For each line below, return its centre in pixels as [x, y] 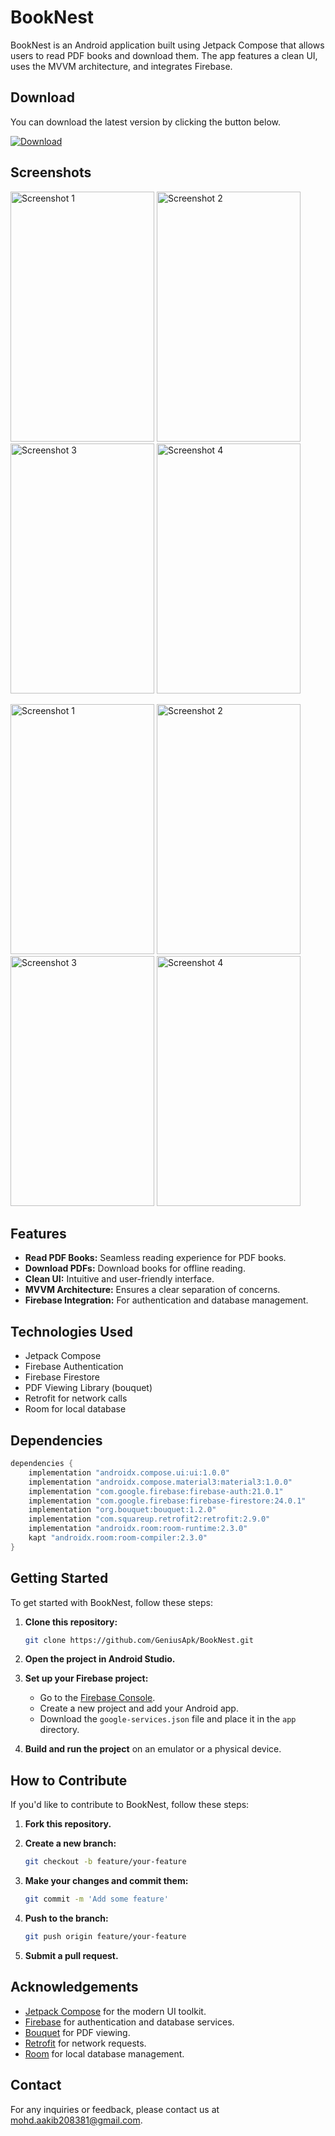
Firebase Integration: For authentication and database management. [166, 1300]
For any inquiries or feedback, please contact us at [115, 2109]
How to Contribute [69, 1780]
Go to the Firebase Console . [97, 1698]
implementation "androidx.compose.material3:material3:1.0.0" [160, 1482]
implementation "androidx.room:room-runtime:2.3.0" [138, 1529]
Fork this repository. [68, 1824]
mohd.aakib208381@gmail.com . [76, 2120]
